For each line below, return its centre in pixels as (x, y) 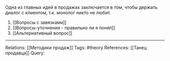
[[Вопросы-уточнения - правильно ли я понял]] (64, 28)
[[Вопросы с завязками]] (39, 22)
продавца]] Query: (25, 53)
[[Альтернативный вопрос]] (42, 33)
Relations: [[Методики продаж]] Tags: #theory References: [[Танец (76, 48)
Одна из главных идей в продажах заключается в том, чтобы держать (81, 7)
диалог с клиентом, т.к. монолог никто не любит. (58, 13)
